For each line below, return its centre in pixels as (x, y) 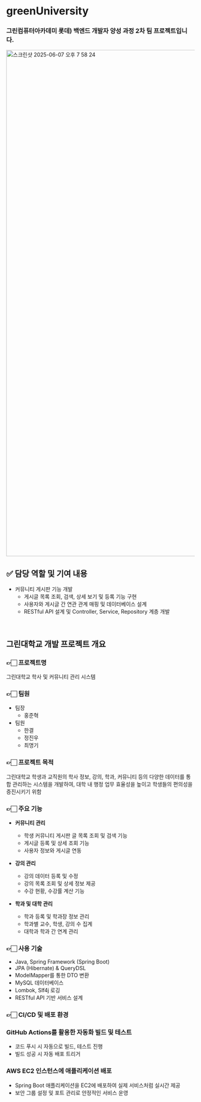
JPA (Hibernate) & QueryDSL (50, 968)
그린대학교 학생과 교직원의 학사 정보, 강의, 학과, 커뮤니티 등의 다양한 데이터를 (95, 777)
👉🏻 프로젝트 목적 (30, 762)
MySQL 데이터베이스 (39, 983)
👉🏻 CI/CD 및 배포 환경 (37, 1015)
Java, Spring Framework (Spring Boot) (62, 962)
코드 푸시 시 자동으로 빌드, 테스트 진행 (59, 1046)
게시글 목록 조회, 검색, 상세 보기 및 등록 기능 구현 (80, 597)
